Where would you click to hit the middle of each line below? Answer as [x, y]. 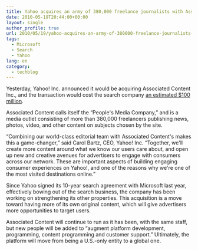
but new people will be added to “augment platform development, [86, 228]
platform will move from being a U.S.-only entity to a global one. [84, 241]
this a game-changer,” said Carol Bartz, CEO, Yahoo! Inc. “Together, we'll [95, 143]
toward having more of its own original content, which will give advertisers [96, 205]
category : [18, 66]
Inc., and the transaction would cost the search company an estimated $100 [98, 95]
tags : [13, 39]
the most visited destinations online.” [51, 174]
